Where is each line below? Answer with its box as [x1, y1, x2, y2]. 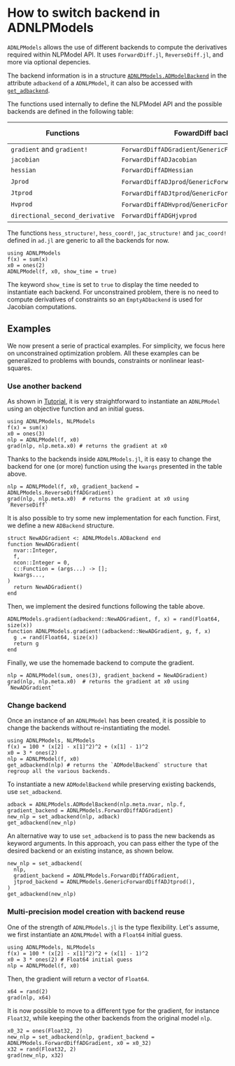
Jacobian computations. [7, 302, 77, 311]
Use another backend [7, 381, 82, 391]
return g [13, 640, 39, 648]
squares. [7, 364, 33, 372]
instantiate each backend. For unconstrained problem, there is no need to [7, 287, 219, 296]
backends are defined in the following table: [7, 107, 134, 115]
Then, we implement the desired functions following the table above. [7, 602, 205, 611]
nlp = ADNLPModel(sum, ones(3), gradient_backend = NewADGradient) [7, 672, 208, 679]
